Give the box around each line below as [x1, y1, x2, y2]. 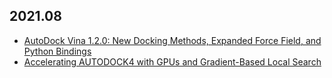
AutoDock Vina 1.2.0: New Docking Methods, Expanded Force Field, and [23, 34, 322, 46]
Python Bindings [23, 45, 92, 57]
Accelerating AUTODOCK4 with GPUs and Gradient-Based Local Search [23, 55, 322, 68]
